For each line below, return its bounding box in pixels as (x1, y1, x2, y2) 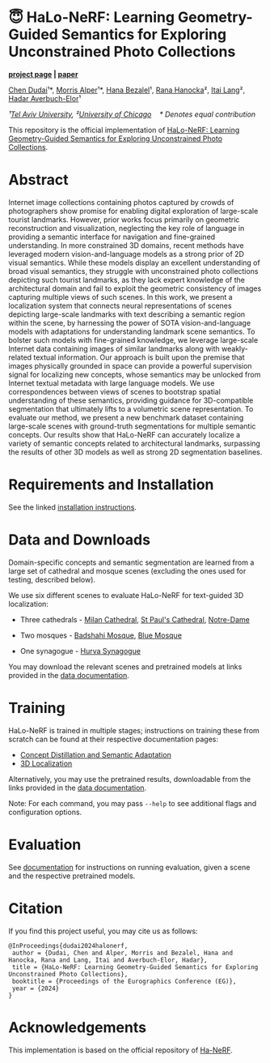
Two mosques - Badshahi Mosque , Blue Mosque (19, 630, 182, 640)
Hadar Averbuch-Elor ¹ (8, 93, 82, 103)
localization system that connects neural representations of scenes (8, 301, 232, 310)
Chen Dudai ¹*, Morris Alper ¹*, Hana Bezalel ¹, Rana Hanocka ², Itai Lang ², (8, 85, 245, 95)
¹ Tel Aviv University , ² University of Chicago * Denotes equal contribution (8, 109, 256, 119)
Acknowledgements (8, 1018, 147, 1036)
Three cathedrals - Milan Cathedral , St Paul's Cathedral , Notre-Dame (19, 614, 251, 624)
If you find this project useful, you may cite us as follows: (8, 926, 198, 936)
